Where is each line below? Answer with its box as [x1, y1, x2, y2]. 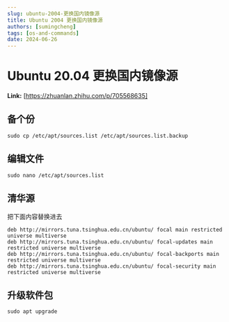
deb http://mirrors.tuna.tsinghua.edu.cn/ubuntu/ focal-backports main [7, 250, 219, 257]
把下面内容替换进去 [7, 212, 63, 220]
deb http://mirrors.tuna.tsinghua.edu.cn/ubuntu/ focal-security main [7, 262, 216, 270]
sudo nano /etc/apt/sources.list [7, 172, 104, 179]
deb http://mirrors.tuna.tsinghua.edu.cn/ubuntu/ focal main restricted [7, 226, 223, 233]
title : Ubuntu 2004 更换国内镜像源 [7, 17, 103, 24]
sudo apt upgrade [7, 308, 58, 315]
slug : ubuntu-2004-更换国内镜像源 [7, 10, 100, 17]
